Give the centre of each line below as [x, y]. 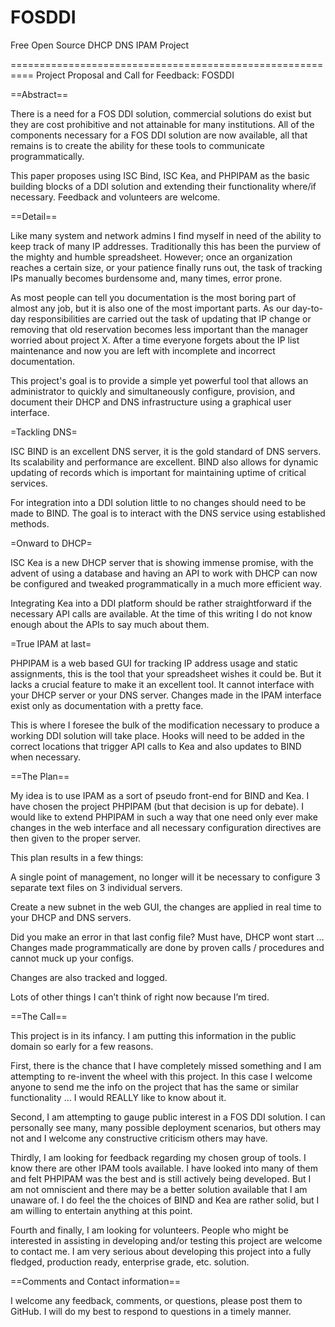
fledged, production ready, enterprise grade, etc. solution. [130, 1262]
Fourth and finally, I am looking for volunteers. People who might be [149, 1230]
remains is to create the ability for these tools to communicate [137, 145]
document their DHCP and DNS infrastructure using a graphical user [151, 402]
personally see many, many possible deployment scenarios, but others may [166, 1127]
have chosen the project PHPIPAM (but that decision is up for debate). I [157, 806]
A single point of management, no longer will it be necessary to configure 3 [165, 877]
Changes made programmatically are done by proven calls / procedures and [167, 947]
